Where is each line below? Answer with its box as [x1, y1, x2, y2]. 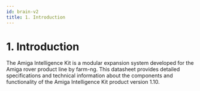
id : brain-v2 [6, 8, 39, 15]
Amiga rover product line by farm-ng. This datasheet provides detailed [6, 66, 180, 73]
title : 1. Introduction [6, 14, 66, 20]
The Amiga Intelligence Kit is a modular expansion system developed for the [6, 59, 194, 67]
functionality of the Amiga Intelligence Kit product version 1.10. [6, 79, 160, 86]
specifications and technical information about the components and [6, 72, 173, 79]
